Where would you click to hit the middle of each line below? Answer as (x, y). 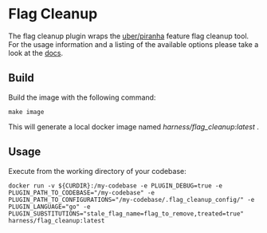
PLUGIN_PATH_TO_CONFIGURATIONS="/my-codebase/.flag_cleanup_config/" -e (132, 199)
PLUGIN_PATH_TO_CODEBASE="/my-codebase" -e (82, 192)
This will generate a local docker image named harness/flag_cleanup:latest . (133, 126)
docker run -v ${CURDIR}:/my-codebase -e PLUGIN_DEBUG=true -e (116, 186)
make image (26, 112)
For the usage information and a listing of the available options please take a (133, 44)
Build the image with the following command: (82, 97)
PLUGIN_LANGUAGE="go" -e (49, 207)
